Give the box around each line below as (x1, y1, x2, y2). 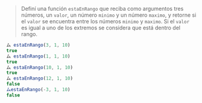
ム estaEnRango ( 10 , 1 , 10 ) (6, 64, 74, 71)
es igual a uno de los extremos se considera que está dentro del (21, 24, 181, 31)
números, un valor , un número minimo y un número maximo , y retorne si (21, 11, 197, 19)
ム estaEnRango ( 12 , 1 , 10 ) (6, 75, 74, 81)
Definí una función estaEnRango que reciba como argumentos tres (21, 5, 184, 12)
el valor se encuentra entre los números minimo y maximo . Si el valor (21, 18, 190, 25)
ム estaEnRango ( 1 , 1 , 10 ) (6, 53, 71, 59)
